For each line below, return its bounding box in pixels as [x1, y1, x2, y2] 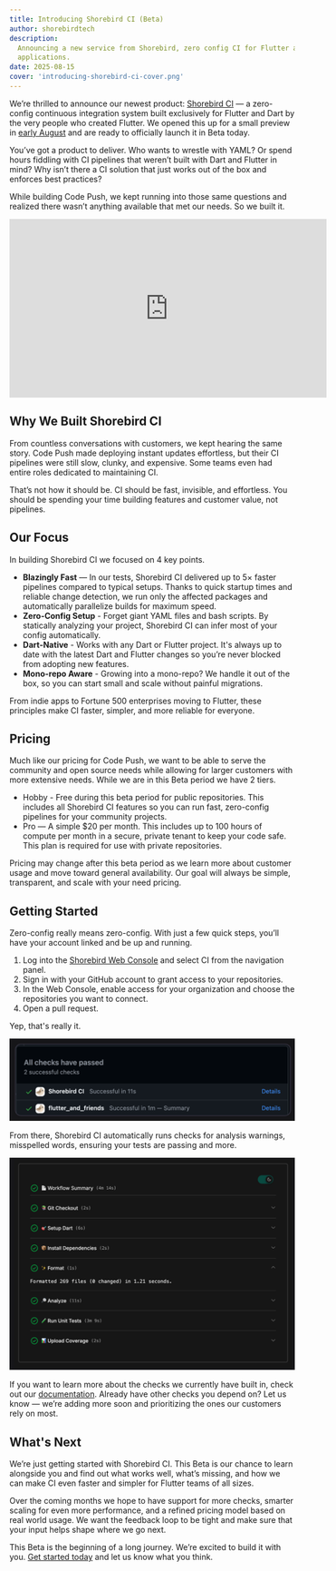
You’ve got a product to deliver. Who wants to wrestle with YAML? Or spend [9, 144, 293, 155]
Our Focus [9, 530, 70, 545]
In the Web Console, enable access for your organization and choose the [22, 984, 295, 995]
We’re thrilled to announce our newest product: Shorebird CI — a [9, 98, 251, 109]
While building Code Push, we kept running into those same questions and [9, 191, 287, 201]
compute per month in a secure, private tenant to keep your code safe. [22, 830, 287, 841]
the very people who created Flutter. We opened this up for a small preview [9, 117, 291, 128]
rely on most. [9, 1408, 59, 1419]
